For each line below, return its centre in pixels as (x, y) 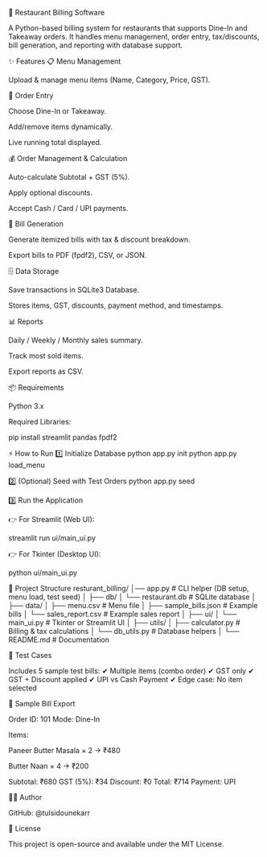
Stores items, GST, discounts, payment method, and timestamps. (116, 305)
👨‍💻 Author (25, 797)
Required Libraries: (40, 422)
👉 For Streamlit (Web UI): (51, 519)
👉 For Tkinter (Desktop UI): (55, 554)
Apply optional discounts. (51, 193)
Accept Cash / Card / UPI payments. (68, 208)
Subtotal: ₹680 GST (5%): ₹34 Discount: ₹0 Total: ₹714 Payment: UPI (122, 782)
